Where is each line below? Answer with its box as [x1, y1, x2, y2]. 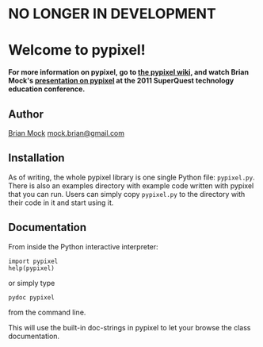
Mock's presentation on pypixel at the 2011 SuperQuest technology [8, 76, 234, 86]
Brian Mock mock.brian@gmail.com [8, 128, 125, 137]
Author [8, 107, 44, 121]
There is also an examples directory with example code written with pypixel [8, 180, 254, 191]
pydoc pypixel [8, 293, 55, 302]
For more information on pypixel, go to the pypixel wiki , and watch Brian [8, 67, 250, 77]
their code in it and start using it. [8, 198, 114, 207]
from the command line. [8, 307, 86, 317]
